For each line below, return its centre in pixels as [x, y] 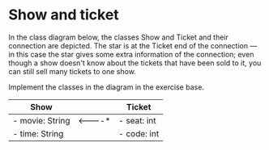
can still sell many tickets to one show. [72, 71]
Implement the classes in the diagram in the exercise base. [107, 87]
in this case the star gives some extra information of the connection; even [131, 54]
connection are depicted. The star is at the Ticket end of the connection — [133, 45]
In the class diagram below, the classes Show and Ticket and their [119, 37]
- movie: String [41, 120]
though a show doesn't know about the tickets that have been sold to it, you [135, 63]
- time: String [38, 133]
